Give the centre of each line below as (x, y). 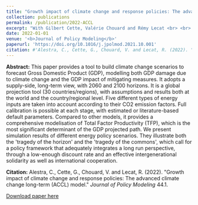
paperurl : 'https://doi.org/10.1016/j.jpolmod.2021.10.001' (82, 45)
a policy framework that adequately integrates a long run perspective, (91, 148)
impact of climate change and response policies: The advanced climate (93, 178)
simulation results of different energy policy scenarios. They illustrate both (96, 135)
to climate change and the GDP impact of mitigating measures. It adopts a (96, 79)
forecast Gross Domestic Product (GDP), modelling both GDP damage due (96, 73)
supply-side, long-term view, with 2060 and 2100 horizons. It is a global (93, 85)
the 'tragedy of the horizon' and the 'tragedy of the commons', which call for (99, 141)
